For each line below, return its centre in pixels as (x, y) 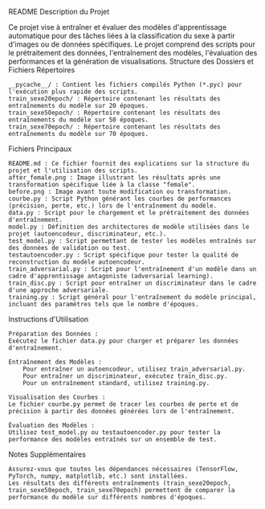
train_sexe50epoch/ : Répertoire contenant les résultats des (114, 113)
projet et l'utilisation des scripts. (73, 170)
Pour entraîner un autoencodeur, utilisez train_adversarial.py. (135, 369)
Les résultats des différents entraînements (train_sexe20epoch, (120, 483)
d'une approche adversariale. (59, 290)
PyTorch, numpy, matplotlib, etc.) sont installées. (98, 476)
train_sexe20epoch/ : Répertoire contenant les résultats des (114, 99)
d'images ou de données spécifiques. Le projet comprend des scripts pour (132, 44)
